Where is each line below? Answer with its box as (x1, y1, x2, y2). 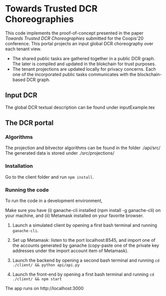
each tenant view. (5, 46, 41, 52)
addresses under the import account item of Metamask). (12, 248, 129, 254)
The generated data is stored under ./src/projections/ (5, 150, 115, 156)
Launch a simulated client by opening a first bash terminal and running (12, 222, 158, 228)
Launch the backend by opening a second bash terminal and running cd (12, 257, 160, 264)
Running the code (5, 186, 49, 193)
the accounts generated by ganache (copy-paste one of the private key (12, 242, 160, 249)
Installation (5, 163, 33, 170)
